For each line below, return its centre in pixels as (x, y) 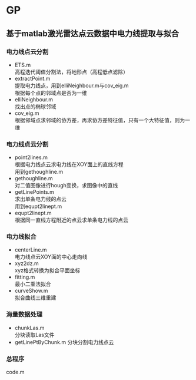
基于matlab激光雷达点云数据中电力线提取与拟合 (93, 33)
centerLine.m (31, 250)
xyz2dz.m (27, 263)
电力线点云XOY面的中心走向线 (51, 257)
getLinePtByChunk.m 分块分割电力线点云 (64, 342)
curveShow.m (31, 291)
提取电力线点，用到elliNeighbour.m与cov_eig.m (72, 85)
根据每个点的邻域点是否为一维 (51, 92)
